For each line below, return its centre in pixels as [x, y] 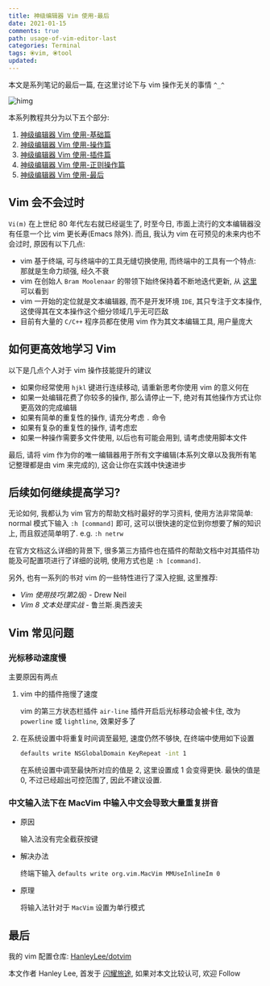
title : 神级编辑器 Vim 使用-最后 [59, 16]
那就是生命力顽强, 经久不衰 [64, 271]
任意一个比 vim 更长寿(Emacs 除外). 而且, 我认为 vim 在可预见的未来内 [131, 234]
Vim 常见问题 [41, 633]
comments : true [34, 31]
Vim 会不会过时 [46, 203]
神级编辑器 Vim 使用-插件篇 [65, 155]
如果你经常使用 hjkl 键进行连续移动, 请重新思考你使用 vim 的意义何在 [135, 387]
